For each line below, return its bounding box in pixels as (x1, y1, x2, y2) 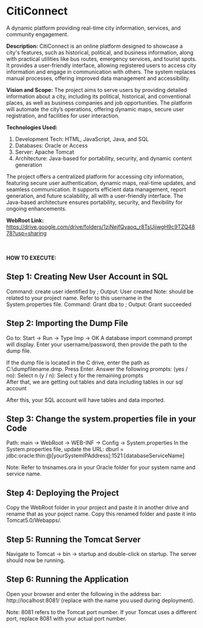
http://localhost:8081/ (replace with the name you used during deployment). (6, 597, 195, 604)
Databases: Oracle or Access (14, 142, 88, 149)
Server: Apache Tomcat (14, 148, 74, 155)
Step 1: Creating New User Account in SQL (6, 272, 168, 282)
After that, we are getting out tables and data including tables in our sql (6, 378, 183, 385)
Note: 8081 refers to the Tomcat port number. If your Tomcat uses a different (6, 608, 197, 615)
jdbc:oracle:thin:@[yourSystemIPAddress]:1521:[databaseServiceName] (6, 452, 185, 459)
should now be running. (6, 557, 65, 564)
